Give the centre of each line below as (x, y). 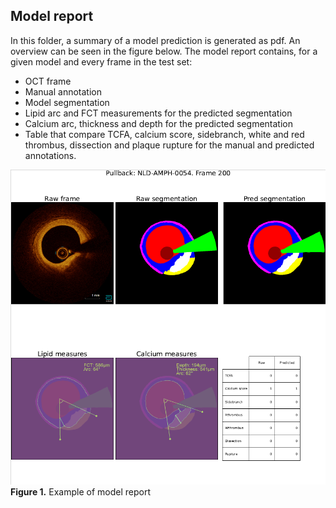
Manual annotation (63, 91)
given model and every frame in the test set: (101, 61)
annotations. (50, 155)
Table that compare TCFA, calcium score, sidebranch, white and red (164, 134)
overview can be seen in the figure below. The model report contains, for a (164, 51)
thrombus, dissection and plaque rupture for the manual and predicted (169, 145)
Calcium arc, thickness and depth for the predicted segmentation (158, 123)
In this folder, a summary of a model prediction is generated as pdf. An (155, 40)
